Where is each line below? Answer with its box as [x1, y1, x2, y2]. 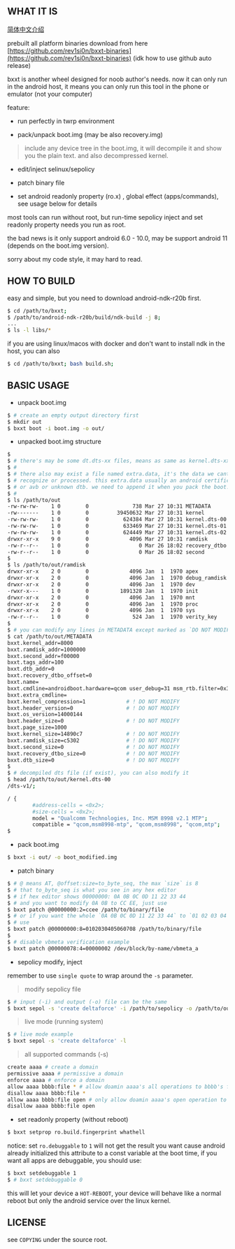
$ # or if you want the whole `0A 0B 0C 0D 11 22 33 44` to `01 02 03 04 [7, 913, 227, 920]
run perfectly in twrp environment [17, 117, 115, 125]
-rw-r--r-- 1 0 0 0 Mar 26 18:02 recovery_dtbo [7, 542, 227, 549]
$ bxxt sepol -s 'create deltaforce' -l [7, 1038, 127, 1045]
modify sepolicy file [24, 985, 82, 993]
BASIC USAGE [7, 380, 70, 392]
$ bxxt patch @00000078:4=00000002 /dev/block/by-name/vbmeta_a [7, 945, 199, 952]
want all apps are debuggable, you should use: [7, 1157, 142, 1165]
